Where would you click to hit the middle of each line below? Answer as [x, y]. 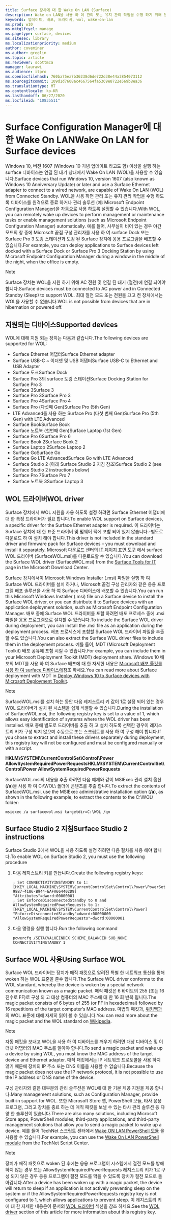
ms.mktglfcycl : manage [29, 29]
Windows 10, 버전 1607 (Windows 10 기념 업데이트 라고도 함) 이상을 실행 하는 [83, 166]
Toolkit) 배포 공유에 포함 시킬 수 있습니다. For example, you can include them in [85, 650]
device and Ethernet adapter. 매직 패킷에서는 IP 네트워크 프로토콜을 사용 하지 [83, 1060]
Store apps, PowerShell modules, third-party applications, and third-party [82, 1119]
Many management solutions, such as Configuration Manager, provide [84, 1094]
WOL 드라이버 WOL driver [45, 499]
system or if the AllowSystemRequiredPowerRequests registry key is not [81, 1194]
